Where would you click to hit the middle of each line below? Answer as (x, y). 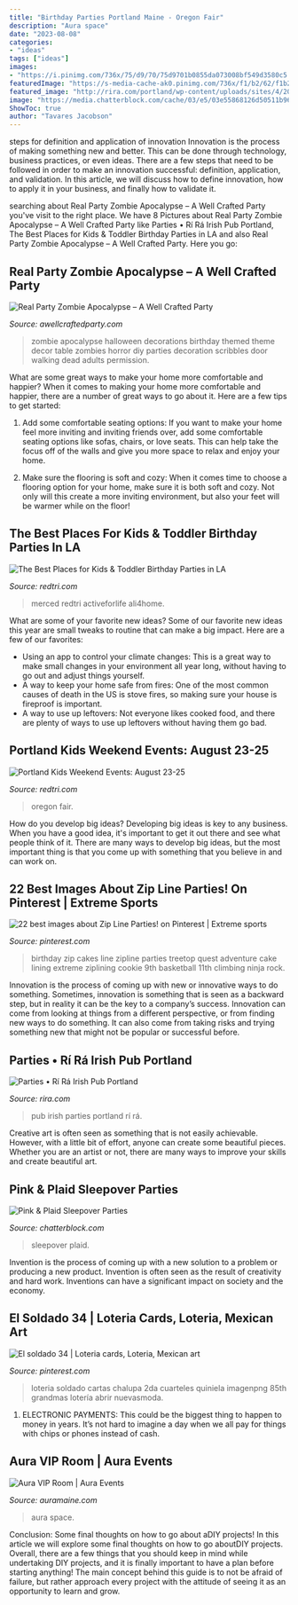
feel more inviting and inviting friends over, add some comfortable (142, 432)
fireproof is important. (62, 704)
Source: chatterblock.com (57, 1228)
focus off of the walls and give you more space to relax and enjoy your (151, 451)
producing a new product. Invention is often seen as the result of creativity (145, 1271)
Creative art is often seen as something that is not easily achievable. (134, 1133)
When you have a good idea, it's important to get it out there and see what (145, 833)
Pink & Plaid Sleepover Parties (94, 1189)
